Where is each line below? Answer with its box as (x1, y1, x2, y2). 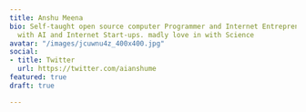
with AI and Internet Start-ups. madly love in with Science (17, 30, 255, 39)
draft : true (9, 81, 55, 90)
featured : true (9, 73, 67, 82)
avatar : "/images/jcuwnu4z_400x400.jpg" (9, 38, 166, 48)
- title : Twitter (9, 56, 76, 65)
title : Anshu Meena (9, 13, 84, 23)
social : (9, 47, 39, 56)
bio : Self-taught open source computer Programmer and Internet (9, 22, 259, 31)
